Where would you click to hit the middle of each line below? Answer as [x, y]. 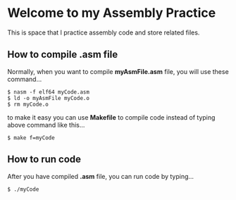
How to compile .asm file [63, 55]
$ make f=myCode [31, 138]
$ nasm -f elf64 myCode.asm [49, 92]
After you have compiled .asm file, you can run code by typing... [101, 176]
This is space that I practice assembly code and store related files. [104, 32]
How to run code [44, 160]
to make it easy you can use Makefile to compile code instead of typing [111, 117]
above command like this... [46, 125]
